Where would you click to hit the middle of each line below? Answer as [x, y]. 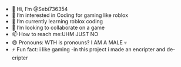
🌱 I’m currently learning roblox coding [57, 21]
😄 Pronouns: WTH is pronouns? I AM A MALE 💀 [69, 43]
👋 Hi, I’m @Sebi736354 [40, 9]
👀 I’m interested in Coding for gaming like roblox [70, 15]
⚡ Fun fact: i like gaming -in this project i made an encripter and [88, 49]
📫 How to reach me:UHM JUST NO [55, 34]
